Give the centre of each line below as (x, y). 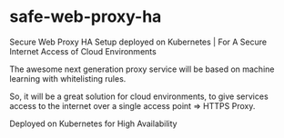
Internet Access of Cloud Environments (83, 51)
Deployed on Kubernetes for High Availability (93, 123)
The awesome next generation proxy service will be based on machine (142, 69)
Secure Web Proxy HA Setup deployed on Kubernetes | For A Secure (138, 42)
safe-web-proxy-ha (86, 17)
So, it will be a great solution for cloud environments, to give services (139, 96)
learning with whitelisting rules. (68, 78)
